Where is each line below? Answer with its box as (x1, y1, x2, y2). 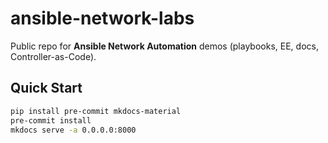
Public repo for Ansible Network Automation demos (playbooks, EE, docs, (10, 40, 319, 52)
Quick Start (10, 80, 83, 97)
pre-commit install (10, 115, 92, 126)
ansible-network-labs (10, 7, 195, 30)
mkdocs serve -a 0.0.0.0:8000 (10, 125, 137, 135)
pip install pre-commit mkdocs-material (10, 106, 182, 116)
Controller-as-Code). (10, 50, 97, 62)
